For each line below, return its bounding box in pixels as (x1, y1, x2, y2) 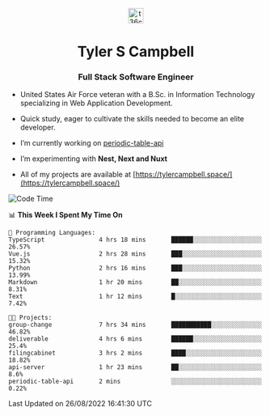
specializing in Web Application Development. (19, 98, 173, 108)
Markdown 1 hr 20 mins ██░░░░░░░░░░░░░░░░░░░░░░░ (8, 278, 263, 287)
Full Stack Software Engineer (78, 71, 194, 83)
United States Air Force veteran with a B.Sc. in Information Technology (19, 90, 255, 100)
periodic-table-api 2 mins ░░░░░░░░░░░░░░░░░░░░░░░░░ (8, 377, 263, 386)
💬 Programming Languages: (8, 229, 95, 237)
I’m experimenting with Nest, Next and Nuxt (19, 154, 168, 163)
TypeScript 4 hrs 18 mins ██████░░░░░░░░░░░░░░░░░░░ (8, 236, 263, 244)
